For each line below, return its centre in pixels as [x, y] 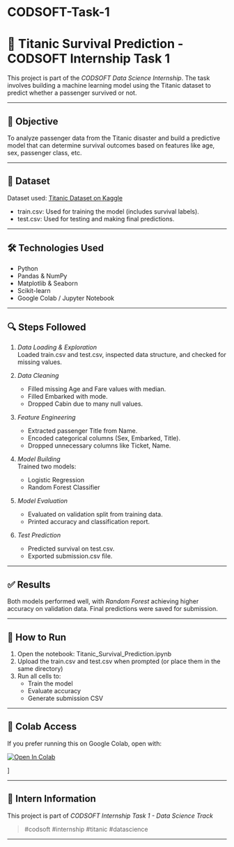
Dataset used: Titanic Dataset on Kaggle [65, 198]
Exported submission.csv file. [70, 556]
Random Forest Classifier [64, 487]
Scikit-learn [34, 290]
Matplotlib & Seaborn [47, 283]
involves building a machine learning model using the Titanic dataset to [109, 86]
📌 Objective [33, 121]
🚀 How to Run [37, 637]
